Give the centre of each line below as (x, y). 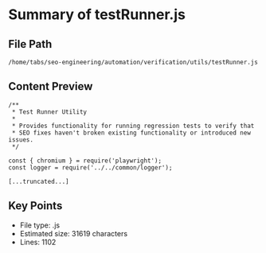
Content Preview (51, 86)
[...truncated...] (39, 181)
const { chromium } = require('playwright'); (85, 161)
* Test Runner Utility (49, 112)
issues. (21, 140)
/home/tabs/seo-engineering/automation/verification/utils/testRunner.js (133, 62)
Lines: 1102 (38, 242)
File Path (30, 44)
